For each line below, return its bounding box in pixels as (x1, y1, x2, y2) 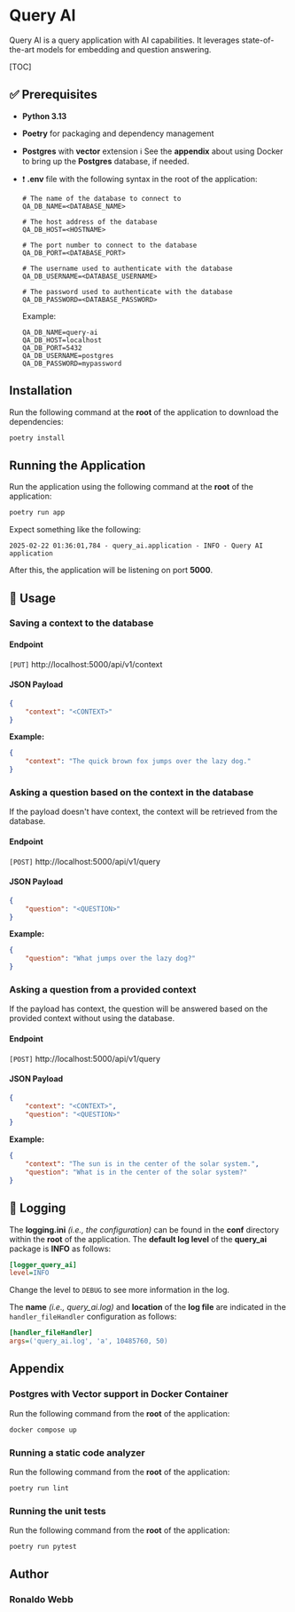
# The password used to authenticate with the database (21, 287, 233, 296)
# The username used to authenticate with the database (21, 264, 233, 273)
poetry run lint (9, 1483, 69, 1493)
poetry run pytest (9, 1543, 77, 1552)
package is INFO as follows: (9, 1243, 112, 1254)
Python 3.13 (21, 110, 67, 121)
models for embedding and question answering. (36, 44, 212, 54)
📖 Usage (9, 590, 56, 605)
